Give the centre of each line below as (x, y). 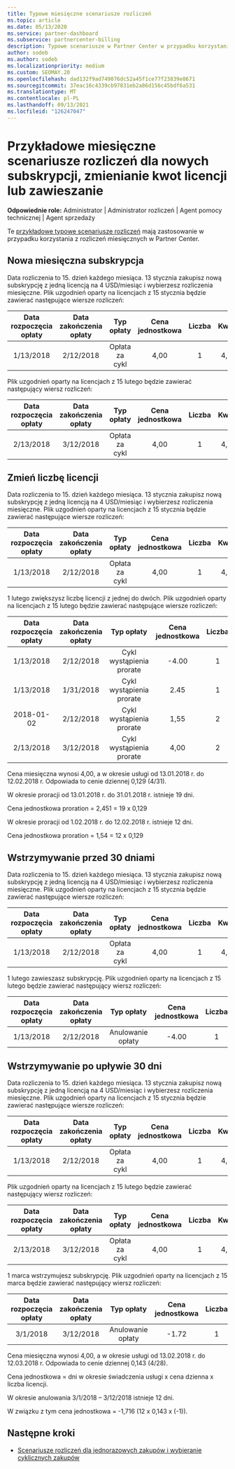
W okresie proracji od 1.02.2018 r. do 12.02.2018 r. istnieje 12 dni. (100, 822)
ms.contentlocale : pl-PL (43, 99)
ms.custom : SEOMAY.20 (39, 72)
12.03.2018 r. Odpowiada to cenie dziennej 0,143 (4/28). (87, 1363)
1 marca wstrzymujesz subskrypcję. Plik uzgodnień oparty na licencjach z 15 (117, 1275)
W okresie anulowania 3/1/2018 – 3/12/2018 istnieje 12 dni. (91, 1398)
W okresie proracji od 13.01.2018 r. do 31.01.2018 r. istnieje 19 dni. (101, 795)
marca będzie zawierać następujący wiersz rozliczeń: (84, 1283)
